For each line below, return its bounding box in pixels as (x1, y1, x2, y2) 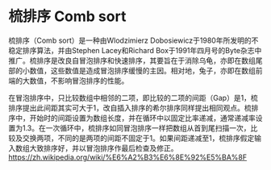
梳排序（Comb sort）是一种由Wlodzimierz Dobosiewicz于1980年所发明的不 (8, 35, 259, 45)
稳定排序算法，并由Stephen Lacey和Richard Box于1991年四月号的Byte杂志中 (8, 45, 262, 55)
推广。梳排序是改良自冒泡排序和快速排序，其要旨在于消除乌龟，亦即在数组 (8, 56, 256, 65)
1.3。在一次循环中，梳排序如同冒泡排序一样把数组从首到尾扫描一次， (22, 122, 251, 133)
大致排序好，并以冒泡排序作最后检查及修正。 (29, 143, 178, 153)
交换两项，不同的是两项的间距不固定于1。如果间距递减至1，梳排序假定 (22, 133, 255, 143)
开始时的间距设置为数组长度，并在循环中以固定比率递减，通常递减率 (29, 113, 256, 122)
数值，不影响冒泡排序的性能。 (29, 76, 129, 85)
